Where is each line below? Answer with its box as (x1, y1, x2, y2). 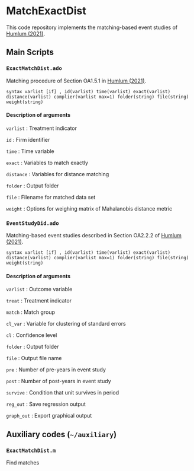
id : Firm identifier (6, 136, 50, 143)
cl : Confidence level (6, 332, 57, 339)
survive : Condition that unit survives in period (6, 389, 119, 396)
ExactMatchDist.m (6, 447, 56, 454)
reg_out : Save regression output (6, 400, 86, 408)
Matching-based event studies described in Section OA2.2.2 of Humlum (6, 232, 182, 239)
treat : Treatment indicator (6, 297, 72, 304)
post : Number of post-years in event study (6, 378, 111, 385)
